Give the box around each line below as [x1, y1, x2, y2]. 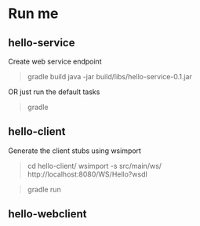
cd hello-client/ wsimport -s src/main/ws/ [27, 161, 162, 170]
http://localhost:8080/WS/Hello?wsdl [27, 169, 147, 179]
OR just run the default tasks [8, 87, 100, 97]
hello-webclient [8, 207, 87, 221]
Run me [8, 5, 59, 23]
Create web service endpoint [8, 56, 102, 66]
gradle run [27, 184, 61, 194]
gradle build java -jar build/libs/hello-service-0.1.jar [27, 72, 192, 81]
